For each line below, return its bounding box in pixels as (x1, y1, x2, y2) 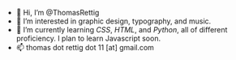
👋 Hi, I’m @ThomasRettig (15, 8, 100, 17)
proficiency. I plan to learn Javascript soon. (15, 33, 161, 43)
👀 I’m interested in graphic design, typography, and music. (15, 16, 212, 26)
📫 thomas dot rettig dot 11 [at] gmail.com (15, 43, 154, 52)
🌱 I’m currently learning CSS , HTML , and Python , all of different (15, 25, 228, 34)
